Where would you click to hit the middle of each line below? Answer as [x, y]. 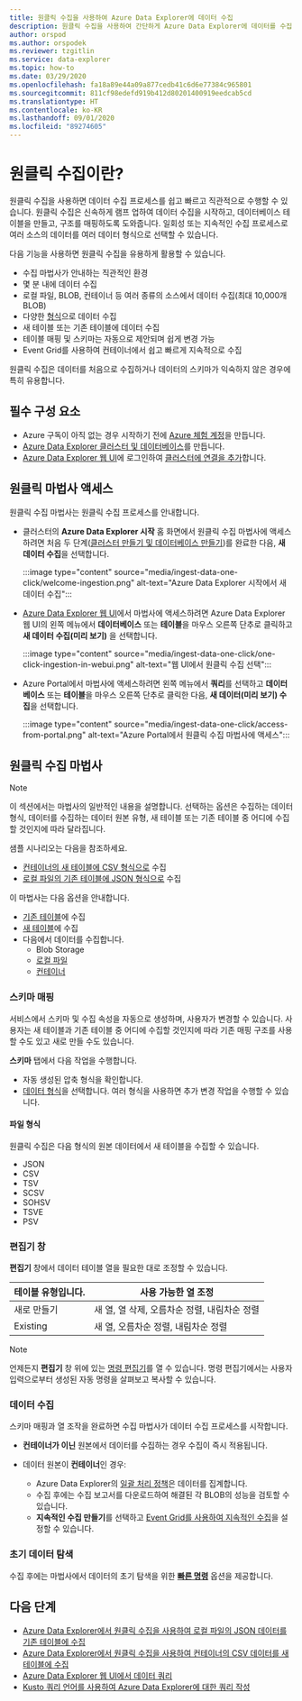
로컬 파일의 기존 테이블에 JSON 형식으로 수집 [102, 879]
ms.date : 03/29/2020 [48, 77]
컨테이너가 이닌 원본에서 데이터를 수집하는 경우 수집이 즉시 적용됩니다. [145, 1445]
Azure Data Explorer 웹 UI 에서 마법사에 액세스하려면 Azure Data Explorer [154, 613]
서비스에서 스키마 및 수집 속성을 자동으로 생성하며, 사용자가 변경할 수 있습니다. [146, 1019]
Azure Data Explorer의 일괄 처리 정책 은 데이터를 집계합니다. [142, 1484]
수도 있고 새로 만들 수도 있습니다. [76, 1041]
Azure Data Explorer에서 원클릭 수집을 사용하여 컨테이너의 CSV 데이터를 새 [156, 1653]
